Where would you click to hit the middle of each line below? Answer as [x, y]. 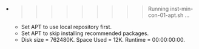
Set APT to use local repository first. [66, 27]
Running [158, 9]
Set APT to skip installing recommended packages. [85, 33]
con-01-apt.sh [166, 15]
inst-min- [181, 9]
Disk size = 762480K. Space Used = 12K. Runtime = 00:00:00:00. [103, 40]
